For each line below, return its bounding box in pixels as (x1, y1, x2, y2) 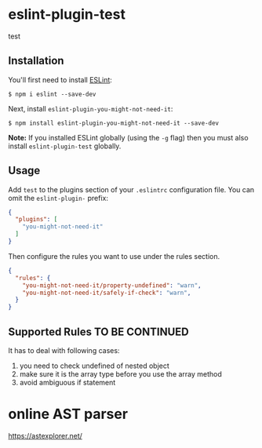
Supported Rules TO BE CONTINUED (8, 325, 190, 338)
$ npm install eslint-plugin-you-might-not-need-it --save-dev (8, 119, 220, 127)
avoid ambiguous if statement (19, 378, 116, 387)
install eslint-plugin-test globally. (8, 141, 122, 151)
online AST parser (8, 406, 128, 423)
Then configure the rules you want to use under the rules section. (8, 251, 220, 260)
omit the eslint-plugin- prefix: (8, 193, 108, 202)
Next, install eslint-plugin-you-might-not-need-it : (8, 104, 173, 113)
